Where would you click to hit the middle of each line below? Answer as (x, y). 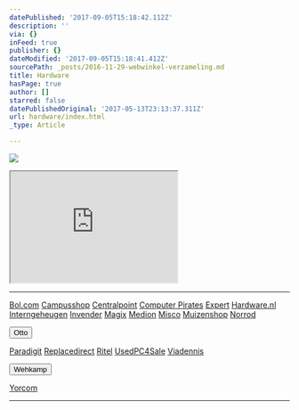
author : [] (29, 92)
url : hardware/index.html (57, 117)
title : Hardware (39, 76)
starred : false (37, 100)
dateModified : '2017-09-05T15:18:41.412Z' (89, 59)
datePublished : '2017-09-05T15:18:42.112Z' (91, 17)
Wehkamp (30, 369)
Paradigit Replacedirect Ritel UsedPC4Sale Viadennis (107, 351)
